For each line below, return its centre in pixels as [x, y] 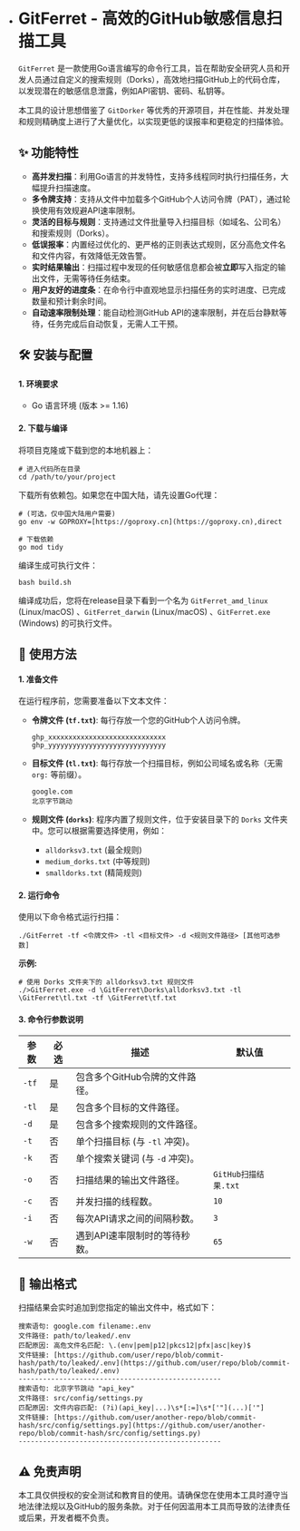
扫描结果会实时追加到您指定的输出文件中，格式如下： [117, 1308]
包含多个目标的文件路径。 [130, 1107]
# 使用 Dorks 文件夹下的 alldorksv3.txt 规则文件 [106, 982]
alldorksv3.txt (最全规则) [93, 850]
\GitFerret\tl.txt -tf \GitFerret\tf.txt [97, 999]
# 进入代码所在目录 [49, 469]
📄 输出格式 [47, 1284]
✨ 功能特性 [48, 153]
